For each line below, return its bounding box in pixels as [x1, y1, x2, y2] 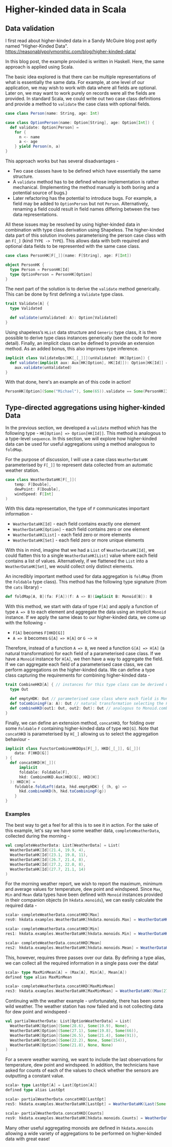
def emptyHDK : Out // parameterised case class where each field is [10, 696, 159, 701]
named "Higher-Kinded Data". [5, 43, 68, 49]
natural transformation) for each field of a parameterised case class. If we [5, 651, 161, 657]
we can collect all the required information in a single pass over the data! [5, 960, 159, 966]
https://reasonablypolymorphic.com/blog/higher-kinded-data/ [5, 49, 136, 54]
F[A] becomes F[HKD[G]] [12, 630, 65, 636]
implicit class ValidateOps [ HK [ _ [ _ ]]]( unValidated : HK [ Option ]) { [5, 355, 150, 361]
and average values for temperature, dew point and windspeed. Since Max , [5, 886, 162, 892]
